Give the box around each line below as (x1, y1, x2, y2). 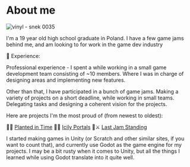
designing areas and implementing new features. (6, 76, 126, 83)
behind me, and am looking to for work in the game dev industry (6, 41, 163, 48)
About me (6, 4, 56, 17)
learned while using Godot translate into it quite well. (6, 153, 135, 160)
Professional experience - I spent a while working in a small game (6, 63, 167, 71)
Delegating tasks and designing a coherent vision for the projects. (6, 100, 167, 107)
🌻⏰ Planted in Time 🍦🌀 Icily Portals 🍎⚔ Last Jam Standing (6, 123, 147, 130)
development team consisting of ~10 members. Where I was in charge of (6, 70, 184, 77)
